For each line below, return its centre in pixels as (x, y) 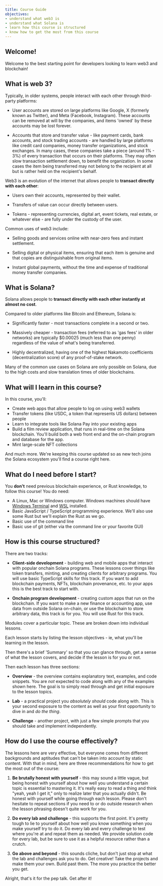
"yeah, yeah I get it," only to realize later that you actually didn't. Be (79, 793)
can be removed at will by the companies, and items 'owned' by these (82, 120)
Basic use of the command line (43, 521)
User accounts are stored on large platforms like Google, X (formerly (81, 110)
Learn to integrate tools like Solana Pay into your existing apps (74, 424)
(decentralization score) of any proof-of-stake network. (67, 358)
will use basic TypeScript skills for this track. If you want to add (75, 578)
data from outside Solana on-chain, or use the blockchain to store (78, 608)
